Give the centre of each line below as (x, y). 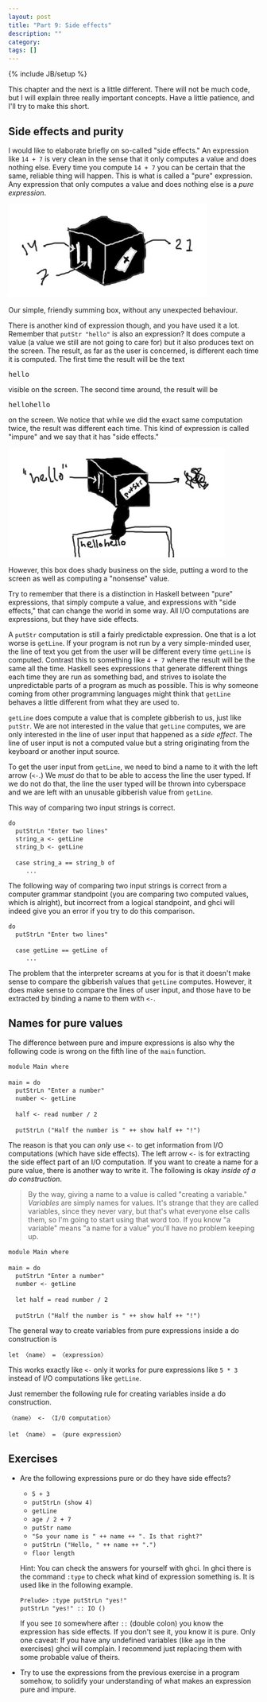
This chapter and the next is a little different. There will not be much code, (129, 89)
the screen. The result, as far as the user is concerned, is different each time (133, 351)
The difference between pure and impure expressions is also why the (122, 1043)
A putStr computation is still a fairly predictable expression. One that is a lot (132, 634)
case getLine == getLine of (62, 950)
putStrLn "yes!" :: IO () (62, 1608)
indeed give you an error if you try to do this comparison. (102, 911)
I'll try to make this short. (49, 107)
